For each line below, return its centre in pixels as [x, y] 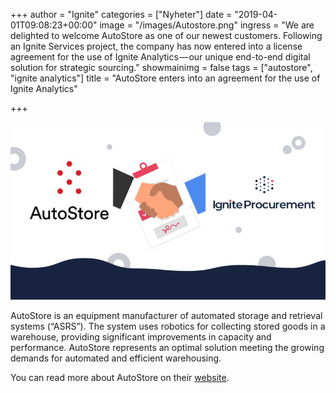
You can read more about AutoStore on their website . [120, 377]
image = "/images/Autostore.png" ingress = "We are [207, 25]
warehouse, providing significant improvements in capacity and [141, 336]
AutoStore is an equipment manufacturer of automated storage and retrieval [166, 315]
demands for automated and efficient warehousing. [116, 358]
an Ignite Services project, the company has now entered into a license [156, 46]
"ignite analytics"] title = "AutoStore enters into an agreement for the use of [165, 78]
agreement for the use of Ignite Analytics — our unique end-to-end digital [160, 57]
